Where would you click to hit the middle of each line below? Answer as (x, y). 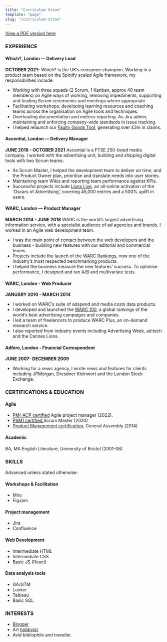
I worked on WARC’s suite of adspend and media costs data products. (84, 304)
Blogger (20, 624)
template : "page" (23, 15)
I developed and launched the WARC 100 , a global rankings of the (80, 309)
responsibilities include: (29, 80)
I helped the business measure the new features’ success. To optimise (85, 266)
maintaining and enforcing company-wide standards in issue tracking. (84, 122)
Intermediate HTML (32, 551)
